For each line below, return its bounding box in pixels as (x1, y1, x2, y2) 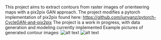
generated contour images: (5, 30, 60, 35)
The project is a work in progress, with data (53, 19, 141, 25)
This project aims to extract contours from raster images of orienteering (5, 4, 150, 10)
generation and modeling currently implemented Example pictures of (5, 25, 143, 30)
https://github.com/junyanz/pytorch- (82, 14, 156, 20)
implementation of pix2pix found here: (5, 14, 82, 20)
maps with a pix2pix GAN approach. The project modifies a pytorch (5, 9, 141, 15)
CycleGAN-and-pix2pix (5, 19, 52, 25)
